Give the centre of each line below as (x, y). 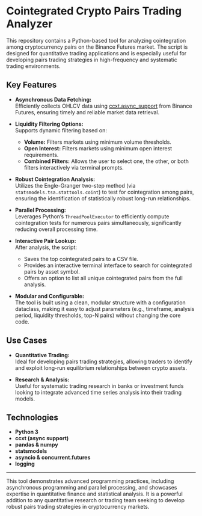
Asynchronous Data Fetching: (53, 99)
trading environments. (34, 66)
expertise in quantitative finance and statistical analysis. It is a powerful (95, 494)
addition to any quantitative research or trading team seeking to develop (96, 500)
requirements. (41, 155)
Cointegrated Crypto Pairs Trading (94, 11)
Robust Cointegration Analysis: (55, 179)
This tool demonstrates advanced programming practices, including (90, 481)
